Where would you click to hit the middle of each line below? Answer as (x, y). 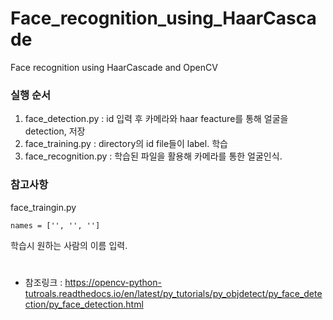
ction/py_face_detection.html (84, 304)
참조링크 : (43, 282)
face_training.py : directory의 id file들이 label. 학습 (126, 144)
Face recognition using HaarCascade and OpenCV (114, 67)
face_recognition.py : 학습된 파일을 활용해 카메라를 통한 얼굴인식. (153, 156)
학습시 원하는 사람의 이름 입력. (69, 245)
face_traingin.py (43, 207)
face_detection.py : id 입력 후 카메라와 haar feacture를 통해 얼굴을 (156, 119)
